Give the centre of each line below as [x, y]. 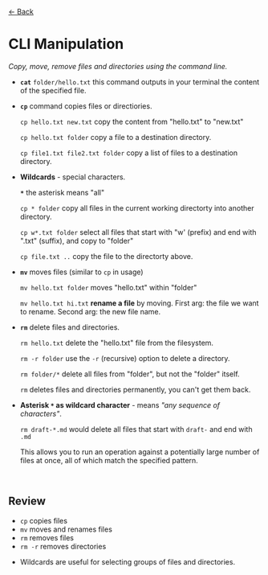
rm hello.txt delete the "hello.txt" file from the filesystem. [117, 343]
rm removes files [47, 537]
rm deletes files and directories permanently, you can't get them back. [135, 389]
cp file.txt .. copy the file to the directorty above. [106, 256]
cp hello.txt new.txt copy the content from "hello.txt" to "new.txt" [132, 121]
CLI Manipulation [66, 44]
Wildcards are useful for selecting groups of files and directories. [127, 561]
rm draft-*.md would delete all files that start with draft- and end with [136, 429]
